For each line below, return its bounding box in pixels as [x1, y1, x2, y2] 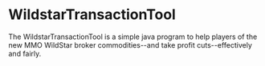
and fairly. [8, 49, 42, 58]
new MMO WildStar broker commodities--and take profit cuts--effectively [8, 40, 253, 49]
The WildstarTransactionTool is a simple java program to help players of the [8, 32, 258, 41]
